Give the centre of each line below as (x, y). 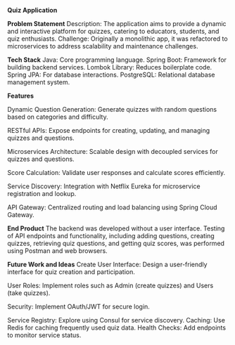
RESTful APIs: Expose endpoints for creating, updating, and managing (108, 130)
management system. (39, 82)
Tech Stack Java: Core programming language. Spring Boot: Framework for (117, 60)
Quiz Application (32, 10)
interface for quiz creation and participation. (71, 272)
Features (20, 96)
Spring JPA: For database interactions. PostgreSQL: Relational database (111, 74)
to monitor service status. (44, 335)
